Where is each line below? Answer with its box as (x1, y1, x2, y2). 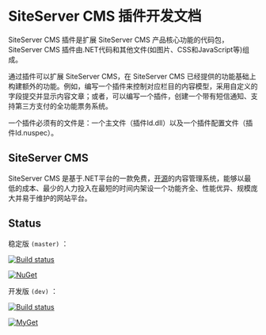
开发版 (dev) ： (8, 286, 58, 295)
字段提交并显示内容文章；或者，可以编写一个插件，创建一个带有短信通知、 (8, 91, 251, 101)
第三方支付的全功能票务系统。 (14, 101, 112, 111)
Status (8, 217, 42, 230)
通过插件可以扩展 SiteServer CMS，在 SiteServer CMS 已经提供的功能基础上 (8, 71, 256, 81)
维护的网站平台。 (35, 193, 92, 203)
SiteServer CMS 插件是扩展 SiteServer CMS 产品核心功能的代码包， (8, 35, 229, 44)
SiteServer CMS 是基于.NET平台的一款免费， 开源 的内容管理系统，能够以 (8, 173, 245, 183)
